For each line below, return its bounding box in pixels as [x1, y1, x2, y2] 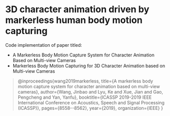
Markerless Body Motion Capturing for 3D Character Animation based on [12, 63, 165, 69]
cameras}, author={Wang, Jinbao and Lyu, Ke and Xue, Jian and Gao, [17, 89, 163, 95]
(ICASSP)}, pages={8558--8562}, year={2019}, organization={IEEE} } [17, 105, 163, 111]
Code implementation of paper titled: [5, 42, 82, 48]
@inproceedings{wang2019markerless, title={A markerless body [17, 78, 153, 84]
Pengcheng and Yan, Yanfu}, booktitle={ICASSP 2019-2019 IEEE [17, 94, 152, 100]
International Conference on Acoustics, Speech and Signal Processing [17, 99, 165, 105]
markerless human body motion [5, 14, 143, 26]
